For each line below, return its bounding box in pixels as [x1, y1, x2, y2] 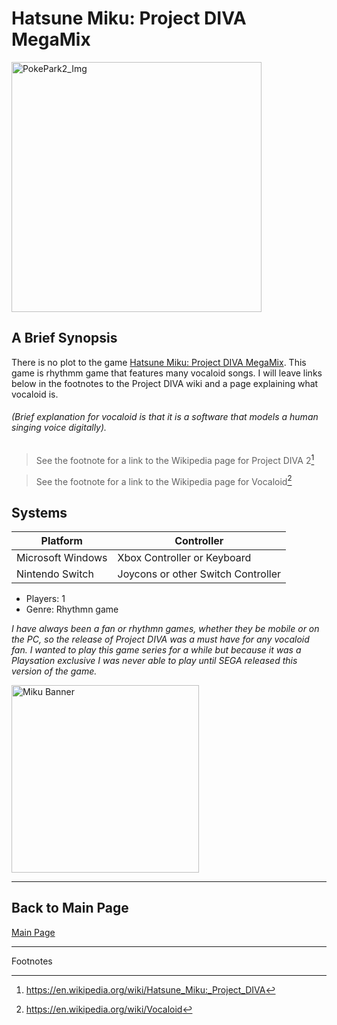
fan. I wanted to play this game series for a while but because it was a [11, 644, 302, 656]
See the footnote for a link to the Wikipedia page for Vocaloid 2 [35, 473, 293, 487]
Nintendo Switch [16, 567, 94, 581]
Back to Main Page [11, 900, 129, 917]
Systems [11, 504, 68, 521]
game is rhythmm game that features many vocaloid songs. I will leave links [11, 367, 323, 379]
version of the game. [11, 665, 98, 677]
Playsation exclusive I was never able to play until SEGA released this [11, 655, 298, 667]
